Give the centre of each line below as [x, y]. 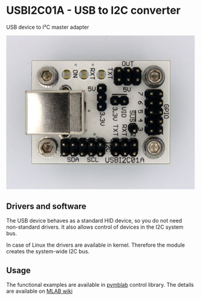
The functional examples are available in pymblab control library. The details [100, 285]
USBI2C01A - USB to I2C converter [93, 10]
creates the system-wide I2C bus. [48, 251]
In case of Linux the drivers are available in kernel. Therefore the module [96, 245]
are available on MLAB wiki [39, 291]
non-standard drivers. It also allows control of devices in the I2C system [95, 227]
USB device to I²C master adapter [48, 27]
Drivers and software [46, 206]
